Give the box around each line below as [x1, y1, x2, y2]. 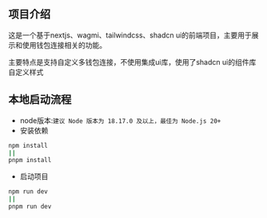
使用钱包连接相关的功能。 [22, 40, 106, 50]
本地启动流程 [8, 93, 72, 106]
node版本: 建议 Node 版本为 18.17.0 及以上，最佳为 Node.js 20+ [19, 115, 221, 125]
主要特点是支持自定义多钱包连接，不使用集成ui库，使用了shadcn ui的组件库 [8, 57, 257, 66]
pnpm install [8, 157, 52, 164]
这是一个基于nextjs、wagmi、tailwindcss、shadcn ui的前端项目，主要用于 [8, 30, 252, 40]
